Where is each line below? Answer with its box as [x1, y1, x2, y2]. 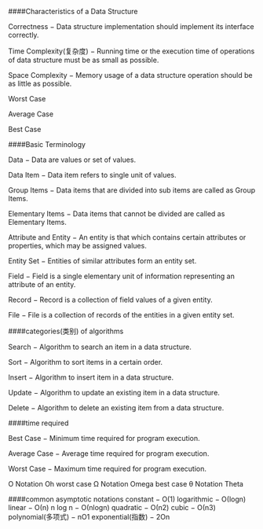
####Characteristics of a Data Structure [8, 7, 138, 16]
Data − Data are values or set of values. [8, 155, 136, 164]
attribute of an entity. [8, 280, 76, 289]
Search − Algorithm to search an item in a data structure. [8, 342, 192, 351]
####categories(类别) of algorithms [8, 326, 124, 336]
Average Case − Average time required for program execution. [8, 449, 210, 458]
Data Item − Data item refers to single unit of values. [8, 171, 177, 179]
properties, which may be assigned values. [8, 241, 147, 250]
